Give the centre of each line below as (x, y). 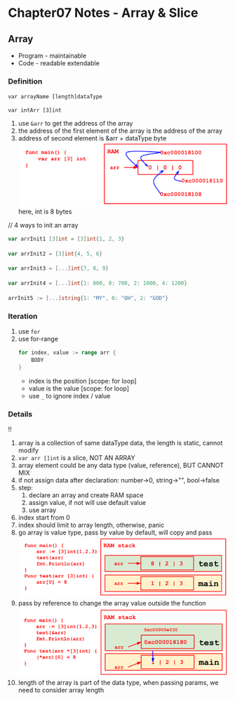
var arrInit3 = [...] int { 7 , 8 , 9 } (59, 268)
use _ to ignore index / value (69, 395)
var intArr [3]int (35, 110)
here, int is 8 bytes (45, 211)
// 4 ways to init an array (43, 225)
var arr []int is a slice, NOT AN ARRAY (76, 458)
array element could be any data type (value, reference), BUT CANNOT (121, 466)
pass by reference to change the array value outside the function (112, 603)
